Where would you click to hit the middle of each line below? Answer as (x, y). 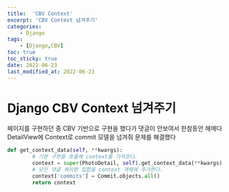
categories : (24, 26)
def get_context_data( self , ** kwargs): (65, 150)
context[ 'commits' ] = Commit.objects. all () (96, 176)
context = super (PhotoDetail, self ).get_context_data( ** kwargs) (127, 164)
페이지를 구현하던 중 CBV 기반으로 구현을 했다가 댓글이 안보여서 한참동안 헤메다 (115, 128)
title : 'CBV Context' (40, 14)
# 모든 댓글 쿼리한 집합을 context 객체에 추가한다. (98, 170)
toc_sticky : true (32, 59)
